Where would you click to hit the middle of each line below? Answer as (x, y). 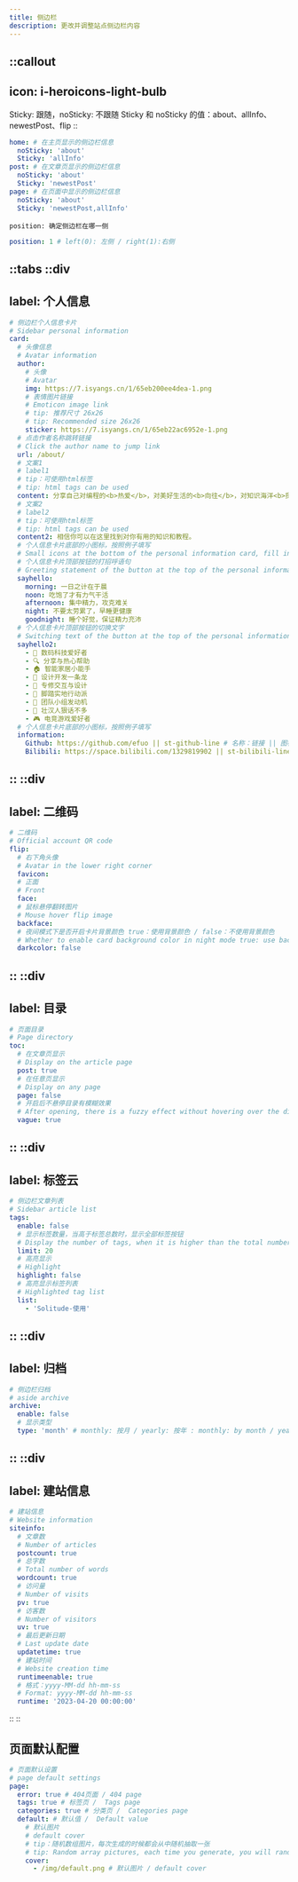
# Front (31, 890)
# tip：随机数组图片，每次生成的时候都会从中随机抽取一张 (118, 1844)
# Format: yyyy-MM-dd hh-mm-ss (75, 1693)
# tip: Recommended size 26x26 (83, 422)
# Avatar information (57, 356)
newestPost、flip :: (43, 125)
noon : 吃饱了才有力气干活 (67, 595)
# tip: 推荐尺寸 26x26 (64, 414)
